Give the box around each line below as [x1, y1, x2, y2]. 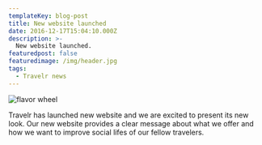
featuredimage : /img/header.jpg [8, 58, 117, 66]
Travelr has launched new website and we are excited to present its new [8, 110, 249, 120]
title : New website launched [8, 19, 107, 28]
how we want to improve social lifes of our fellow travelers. [8, 127, 205, 137]
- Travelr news [15, 72, 67, 80]
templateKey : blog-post [8, 11, 89, 20]
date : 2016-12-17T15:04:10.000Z [8, 27, 117, 35]
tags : [8, 65, 27, 73]
